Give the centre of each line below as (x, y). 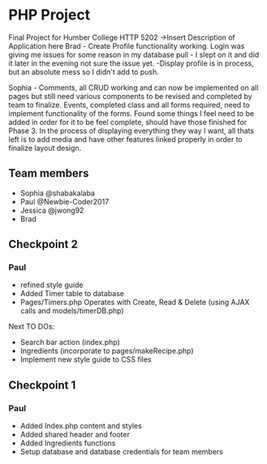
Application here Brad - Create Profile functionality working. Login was (127, 45)
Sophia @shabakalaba (58, 193)
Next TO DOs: (32, 327)
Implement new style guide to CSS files (86, 359)
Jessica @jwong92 (52, 210)
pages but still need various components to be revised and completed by (131, 96)
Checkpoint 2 (43, 245)
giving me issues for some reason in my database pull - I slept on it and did (134, 54)
